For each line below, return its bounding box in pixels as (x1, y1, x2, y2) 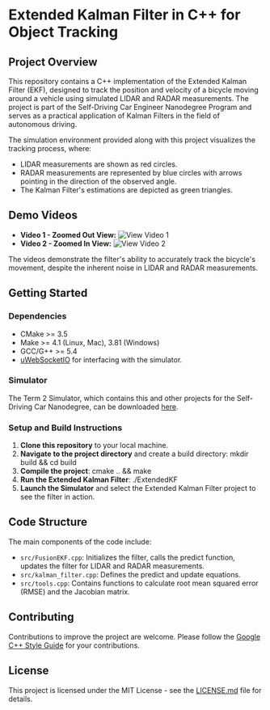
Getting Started (8, 286, 88, 300)
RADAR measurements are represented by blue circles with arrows (19, 168, 243, 177)
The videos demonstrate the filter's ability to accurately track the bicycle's (8, 254, 256, 264)
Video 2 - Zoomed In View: (19, 239, 112, 248)
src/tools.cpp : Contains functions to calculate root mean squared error (19, 578, 259, 588)
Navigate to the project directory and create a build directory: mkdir (19, 449, 249, 459)
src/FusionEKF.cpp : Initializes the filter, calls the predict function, (19, 552, 236, 562)
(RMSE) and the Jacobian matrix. (19, 586, 131, 596)
